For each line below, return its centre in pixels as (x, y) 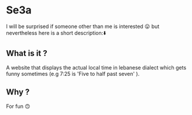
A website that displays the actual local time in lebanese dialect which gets (96, 67)
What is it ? (27, 53)
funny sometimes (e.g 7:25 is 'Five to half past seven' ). (73, 74)
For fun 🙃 (18, 106)
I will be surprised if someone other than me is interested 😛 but (83, 26)
